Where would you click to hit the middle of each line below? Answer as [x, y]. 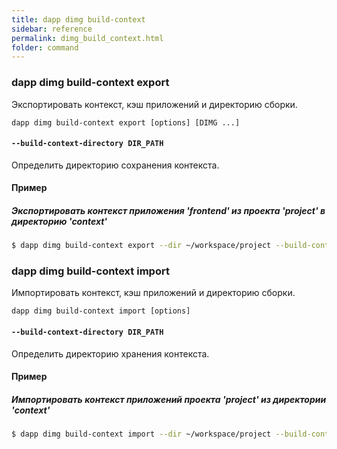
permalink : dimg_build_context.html [87, 38]
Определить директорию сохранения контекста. [115, 165]
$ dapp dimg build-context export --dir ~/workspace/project [141, 246]
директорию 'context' [59, 221]
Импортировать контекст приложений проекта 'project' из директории [169, 399]
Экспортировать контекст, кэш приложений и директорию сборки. [154, 104]
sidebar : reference [52, 29]
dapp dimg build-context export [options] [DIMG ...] [126, 122]
